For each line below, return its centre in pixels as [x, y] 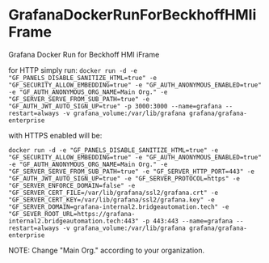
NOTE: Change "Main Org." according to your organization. [106, 250]
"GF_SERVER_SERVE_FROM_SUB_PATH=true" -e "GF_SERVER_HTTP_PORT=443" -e [131, 172]
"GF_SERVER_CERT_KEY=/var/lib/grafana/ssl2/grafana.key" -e [112, 200]
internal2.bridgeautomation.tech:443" [74, 221]
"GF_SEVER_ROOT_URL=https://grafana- [72, 214]
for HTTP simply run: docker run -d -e [73, 70]
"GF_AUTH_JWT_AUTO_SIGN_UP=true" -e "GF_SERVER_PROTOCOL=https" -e [124, 178]
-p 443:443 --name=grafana [187, 221]
